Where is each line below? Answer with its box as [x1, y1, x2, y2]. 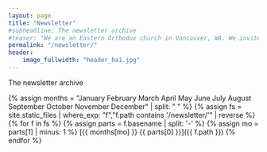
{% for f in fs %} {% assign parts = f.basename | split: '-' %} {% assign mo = [8, 119, 259, 128]
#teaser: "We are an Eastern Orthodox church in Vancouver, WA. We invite [8, 33, 261, 42]
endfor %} [8, 135, 42, 145]
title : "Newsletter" [8, 19, 77, 27]
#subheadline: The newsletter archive [8, 26, 137, 34]
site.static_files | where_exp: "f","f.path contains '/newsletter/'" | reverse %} [8, 110, 256, 119]
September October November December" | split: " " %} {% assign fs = [8, 101, 242, 111]
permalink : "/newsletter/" [8, 41, 98, 49]
